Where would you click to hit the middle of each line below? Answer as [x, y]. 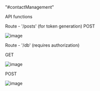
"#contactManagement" [30, 7]
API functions [19, 16]
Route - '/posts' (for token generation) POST [50, 26]
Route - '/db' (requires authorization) [42, 45]
